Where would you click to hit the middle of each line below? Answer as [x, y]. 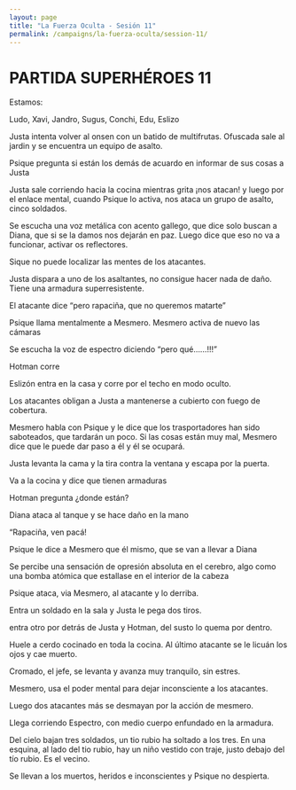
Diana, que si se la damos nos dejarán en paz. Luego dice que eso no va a [145, 235]
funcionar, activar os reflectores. [69, 245]
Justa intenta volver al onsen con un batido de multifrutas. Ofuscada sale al [147, 137]
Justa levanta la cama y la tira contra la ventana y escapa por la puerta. [140, 464]
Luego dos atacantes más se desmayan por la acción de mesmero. [132, 706]
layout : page [33, 17]
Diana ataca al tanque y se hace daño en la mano [99, 515]
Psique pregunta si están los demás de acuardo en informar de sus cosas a [147, 163]
